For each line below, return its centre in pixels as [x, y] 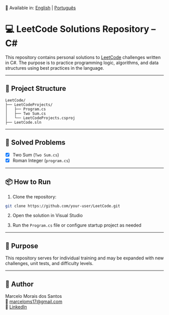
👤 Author [19, 284]
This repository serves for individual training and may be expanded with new [84, 258]
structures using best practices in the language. [55, 68]
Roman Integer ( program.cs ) [41, 160]
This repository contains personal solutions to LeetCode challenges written [83, 57]
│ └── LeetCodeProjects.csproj [40, 118]
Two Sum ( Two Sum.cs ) [36, 154]
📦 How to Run [28, 182]
